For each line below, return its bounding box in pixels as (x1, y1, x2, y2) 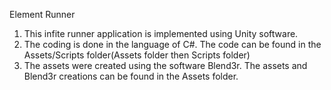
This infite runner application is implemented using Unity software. (23, 28, 299, 39)
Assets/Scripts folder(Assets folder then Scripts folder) (23, 49, 251, 61)
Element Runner (9, 9, 76, 20)
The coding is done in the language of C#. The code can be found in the (23, 39, 322, 50)
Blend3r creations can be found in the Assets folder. (23, 70, 239, 82)
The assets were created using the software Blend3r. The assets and (23, 60, 308, 71)
